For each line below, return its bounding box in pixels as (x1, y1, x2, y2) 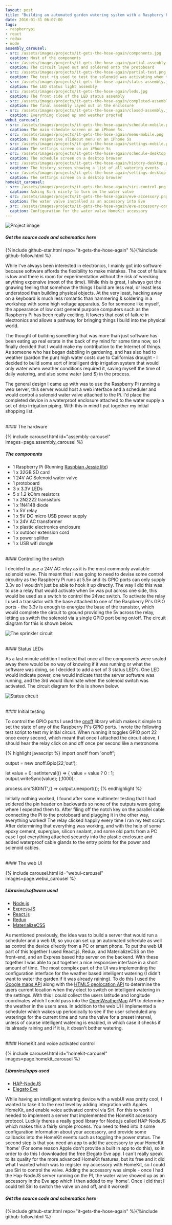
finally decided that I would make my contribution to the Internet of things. (5, 344, 162, 350)
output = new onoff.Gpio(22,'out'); (5, 760, 77, 766)
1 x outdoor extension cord (12, 529, 69, 535)
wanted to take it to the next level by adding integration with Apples (5, 1102, 147, 1108)
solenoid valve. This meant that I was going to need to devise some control (5, 571, 163, 578)
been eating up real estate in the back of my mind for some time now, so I (5, 338, 160, 345)
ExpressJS (12, 906, 36, 912)
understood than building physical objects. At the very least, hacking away (5, 290, 163, 296)
